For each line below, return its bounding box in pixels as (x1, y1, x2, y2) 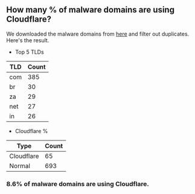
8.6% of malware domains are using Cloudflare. (6, 180, 149, 188)
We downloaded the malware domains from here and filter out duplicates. (6, 30, 190, 37)
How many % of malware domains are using (6, 5, 175, 15)
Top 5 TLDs (14, 48, 44, 55)
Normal (9, 161, 30, 170)
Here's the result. (6, 36, 50, 44)
